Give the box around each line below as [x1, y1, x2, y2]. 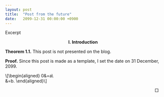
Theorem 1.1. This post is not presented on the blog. [5, 48, 111, 54]
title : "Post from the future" [5, 12, 72, 17]
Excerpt [5, 30, 21, 36]
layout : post [5, 7, 32, 12]
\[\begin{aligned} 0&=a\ [5, 73, 53, 79]
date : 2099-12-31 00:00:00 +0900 [5, 16, 79, 21]
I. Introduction [68, 39, 98, 45]
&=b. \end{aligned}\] [5, 78, 47, 84]
